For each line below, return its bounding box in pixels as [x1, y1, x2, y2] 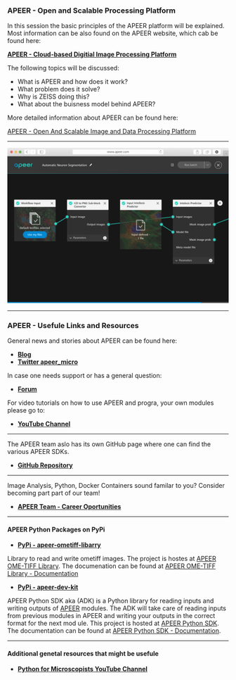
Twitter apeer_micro [17, 358, 79, 366]
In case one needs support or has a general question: [7, 372, 162, 379]
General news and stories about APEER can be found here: [7, 336, 178, 345]
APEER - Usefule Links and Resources [7, 320, 139, 330]
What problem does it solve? [17, 85, 100, 94]
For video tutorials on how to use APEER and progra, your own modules [7, 398, 214, 407]
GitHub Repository [17, 461, 73, 470]
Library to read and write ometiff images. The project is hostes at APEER [7, 555, 216, 563]
